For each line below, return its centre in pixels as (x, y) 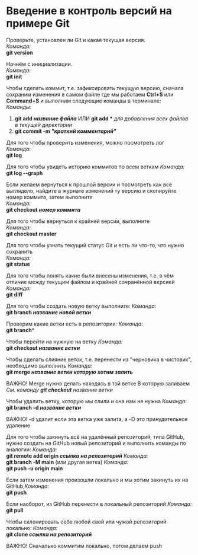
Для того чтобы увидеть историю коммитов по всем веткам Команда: (95, 167)
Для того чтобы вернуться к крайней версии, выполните (78, 221)
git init (14, 76)
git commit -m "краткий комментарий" (65, 131)
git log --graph (25, 173)
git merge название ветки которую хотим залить (69, 372)
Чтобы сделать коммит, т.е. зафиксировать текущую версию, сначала (95, 88)
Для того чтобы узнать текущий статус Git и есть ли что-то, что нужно (95, 245)
